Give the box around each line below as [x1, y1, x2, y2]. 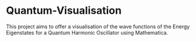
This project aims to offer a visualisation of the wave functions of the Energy [6, 23, 190, 30]
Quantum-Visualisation [6, 4, 122, 17]
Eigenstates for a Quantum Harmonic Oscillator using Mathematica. [6, 29, 169, 36]
